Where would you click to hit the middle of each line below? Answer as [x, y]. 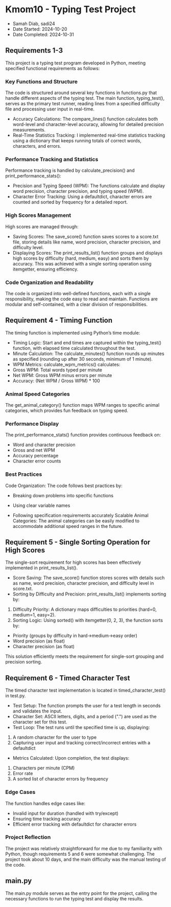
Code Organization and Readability [50, 282]
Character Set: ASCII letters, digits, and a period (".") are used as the [84, 717]
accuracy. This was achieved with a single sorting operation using [82, 263]
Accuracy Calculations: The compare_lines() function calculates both [85, 119]
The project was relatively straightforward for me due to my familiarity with [84, 848]
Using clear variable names [41, 505]
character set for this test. [40, 722]
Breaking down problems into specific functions [63, 495]
